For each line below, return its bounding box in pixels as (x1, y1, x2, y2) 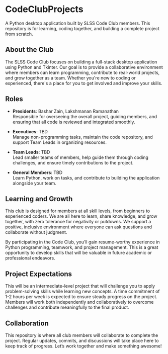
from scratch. (5, 31, 34, 37)
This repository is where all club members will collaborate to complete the (5, 332, 158, 338)
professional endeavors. (5, 255, 55, 261)
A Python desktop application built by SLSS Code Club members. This (5, 20, 150, 26)
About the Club (5, 45, 54, 54)
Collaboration (5, 319, 49, 327)
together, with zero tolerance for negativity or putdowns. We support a (5, 219, 151, 225)
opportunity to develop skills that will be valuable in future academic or (5, 250, 152, 256)
